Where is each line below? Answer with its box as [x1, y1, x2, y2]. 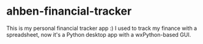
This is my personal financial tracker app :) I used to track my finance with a [6, 24, 197, 32]
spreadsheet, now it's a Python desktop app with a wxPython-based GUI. [6, 31, 191, 38]
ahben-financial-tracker [6, 4, 132, 18]
